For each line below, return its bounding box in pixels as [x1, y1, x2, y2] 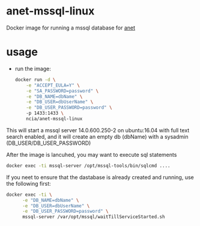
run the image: [14, 65, 51, 72]
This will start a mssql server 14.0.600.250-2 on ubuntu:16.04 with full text [6, 126, 190, 133]
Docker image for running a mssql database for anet [6, 24, 136, 31]
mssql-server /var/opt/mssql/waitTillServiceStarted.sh [22, 214, 165, 220]
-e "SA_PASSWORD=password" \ [26, 88, 99, 94]
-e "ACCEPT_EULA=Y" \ [26, 82, 80, 88]
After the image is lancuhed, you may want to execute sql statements [6, 151, 177, 158]
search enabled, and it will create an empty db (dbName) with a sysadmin [6, 133, 189, 140]
